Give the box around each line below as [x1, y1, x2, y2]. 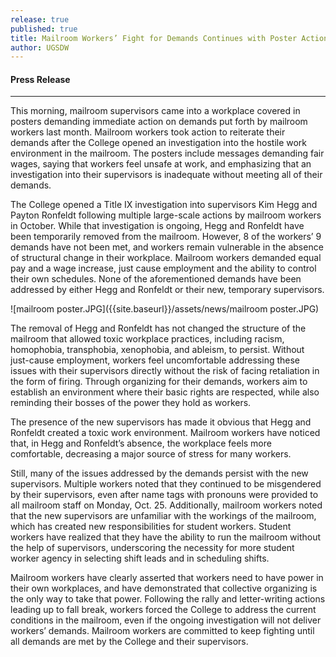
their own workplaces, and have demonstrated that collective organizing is [10, 582, 318, 595]
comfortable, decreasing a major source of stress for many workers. [10, 448, 292, 460]
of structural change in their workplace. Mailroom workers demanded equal [10, 252, 322, 264]
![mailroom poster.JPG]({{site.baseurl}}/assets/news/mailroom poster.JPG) [10, 303, 320, 315]
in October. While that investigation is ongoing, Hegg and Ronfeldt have [10, 220, 305, 232]
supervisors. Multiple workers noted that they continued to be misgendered [10, 478, 322, 490]
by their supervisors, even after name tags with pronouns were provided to [10, 489, 319, 501]
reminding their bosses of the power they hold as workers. [10, 397, 252, 409]
